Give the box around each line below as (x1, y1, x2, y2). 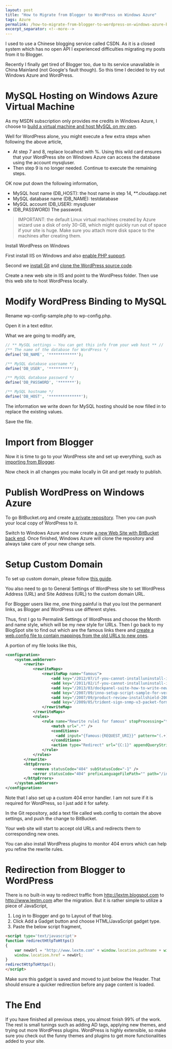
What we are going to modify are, (5, 333, 76, 338)
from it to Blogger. (5, 52, 44, 58)
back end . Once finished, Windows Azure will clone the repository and (5, 535, 154, 541)
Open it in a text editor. (5, 323, 54, 329)
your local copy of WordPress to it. (5, 520, 78, 526)
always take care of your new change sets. (5, 540, 96, 547)
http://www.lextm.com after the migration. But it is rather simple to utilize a (5, 898, 162, 903)
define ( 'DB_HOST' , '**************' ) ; (5, 394, 88, 399)
